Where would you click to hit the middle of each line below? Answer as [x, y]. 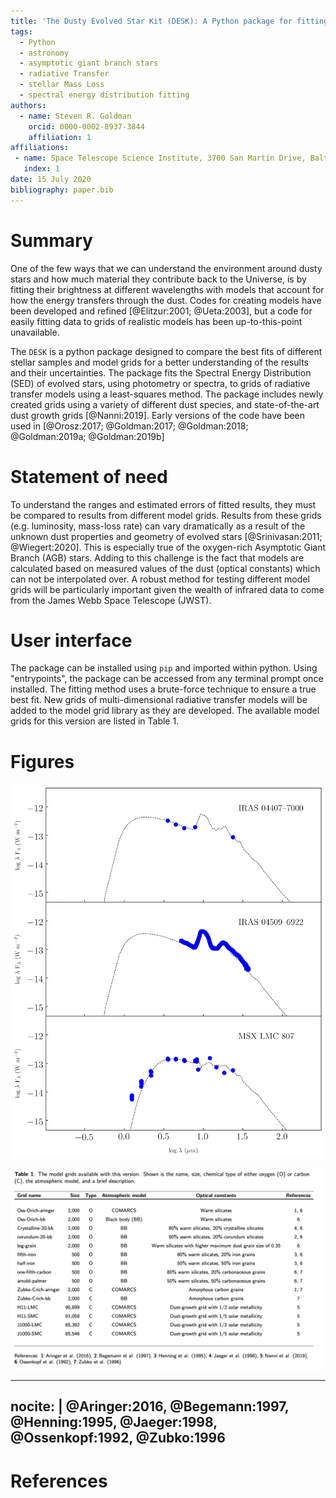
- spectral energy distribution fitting [104, 95]
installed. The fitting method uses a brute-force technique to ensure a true [163, 689]
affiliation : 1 [60, 137]
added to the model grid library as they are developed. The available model [165, 711]
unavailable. [35, 332]
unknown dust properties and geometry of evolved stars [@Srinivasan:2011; [166, 536]
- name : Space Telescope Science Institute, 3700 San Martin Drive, [160, 158]
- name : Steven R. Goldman [75, 116]
